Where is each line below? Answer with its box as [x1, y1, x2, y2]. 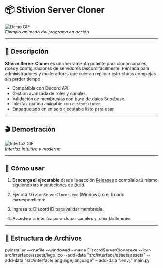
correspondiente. [12, 197, 47, 202]
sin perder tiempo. [5, 76, 42, 82]
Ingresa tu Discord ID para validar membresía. [12, 206, 104, 212]
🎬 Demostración [5, 125, 56, 134]
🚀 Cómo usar [5, 164, 45, 172]
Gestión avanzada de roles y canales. [12, 90, 87, 96]
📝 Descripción [5, 48, 49, 56]
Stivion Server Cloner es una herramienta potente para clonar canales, [5, 60, 147, 66]
